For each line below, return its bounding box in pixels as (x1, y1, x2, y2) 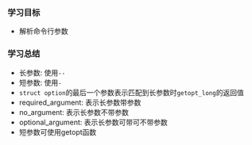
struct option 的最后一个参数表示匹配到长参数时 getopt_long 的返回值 (18, 87, 244, 97)
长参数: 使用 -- (18, 67, 66, 77)
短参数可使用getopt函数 (18, 127, 97, 136)
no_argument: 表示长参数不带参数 (18, 107, 129, 116)
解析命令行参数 (18, 26, 68, 36)
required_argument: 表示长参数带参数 (18, 97, 142, 107)
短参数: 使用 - (18, 78, 62, 87)
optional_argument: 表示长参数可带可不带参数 (18, 117, 169, 127)
